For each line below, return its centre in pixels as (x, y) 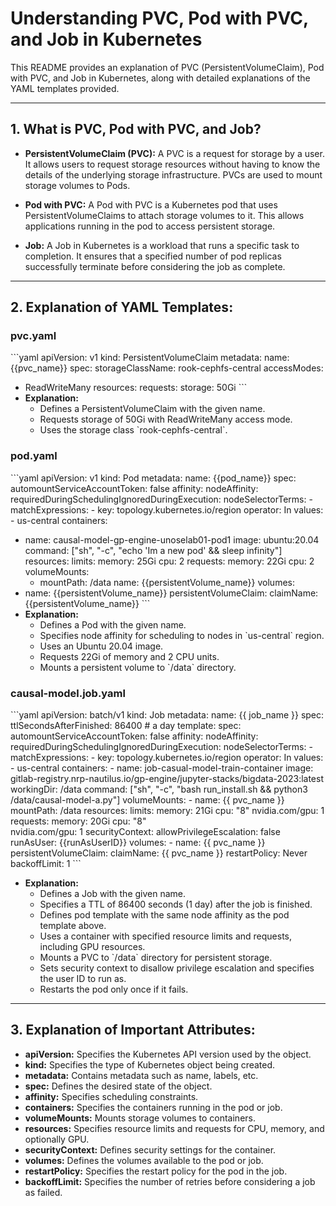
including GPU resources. (92, 947)
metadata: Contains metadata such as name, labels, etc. (141, 1075)
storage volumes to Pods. (77, 185)
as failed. (43, 1192)
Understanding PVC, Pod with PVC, (159, 18)
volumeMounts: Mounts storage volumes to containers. (140, 1118)
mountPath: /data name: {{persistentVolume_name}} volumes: (167, 582)
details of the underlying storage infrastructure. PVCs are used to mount (173, 174)
